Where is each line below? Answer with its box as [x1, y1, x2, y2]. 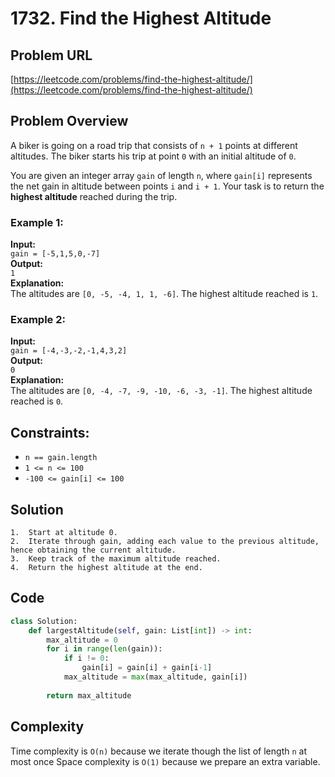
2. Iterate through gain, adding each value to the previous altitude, [10, 537, 320, 547]
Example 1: [10, 215, 64, 229]
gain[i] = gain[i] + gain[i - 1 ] [81, 663, 213, 673]
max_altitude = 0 [46, 635, 118, 645]
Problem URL [10, 47, 93, 64]
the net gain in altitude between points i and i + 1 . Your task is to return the [10, 180, 325, 192]
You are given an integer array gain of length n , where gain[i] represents [10, 169, 313, 181]
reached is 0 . [10, 395, 64, 407]
